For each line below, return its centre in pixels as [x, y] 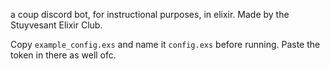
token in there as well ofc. [63, 55]
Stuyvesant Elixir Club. [56, 25]
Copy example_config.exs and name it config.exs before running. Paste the [165, 44]
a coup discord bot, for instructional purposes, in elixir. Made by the [150, 14]
